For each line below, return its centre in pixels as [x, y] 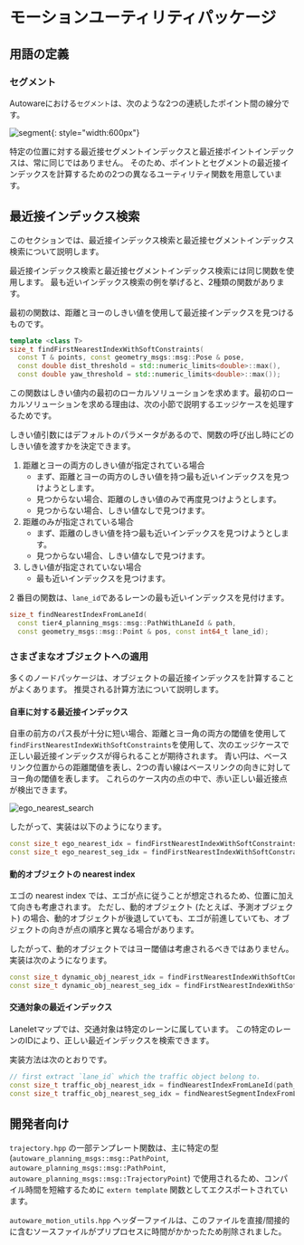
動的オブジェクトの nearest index [72, 874]
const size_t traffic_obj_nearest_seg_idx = [95, 1093]
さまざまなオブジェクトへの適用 [79, 656]
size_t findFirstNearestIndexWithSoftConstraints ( [107, 349]
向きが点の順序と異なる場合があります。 [123, 930]
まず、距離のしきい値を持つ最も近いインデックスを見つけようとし [159, 533]
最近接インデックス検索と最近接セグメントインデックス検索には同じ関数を [148, 271]
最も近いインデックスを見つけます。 [103, 578]
